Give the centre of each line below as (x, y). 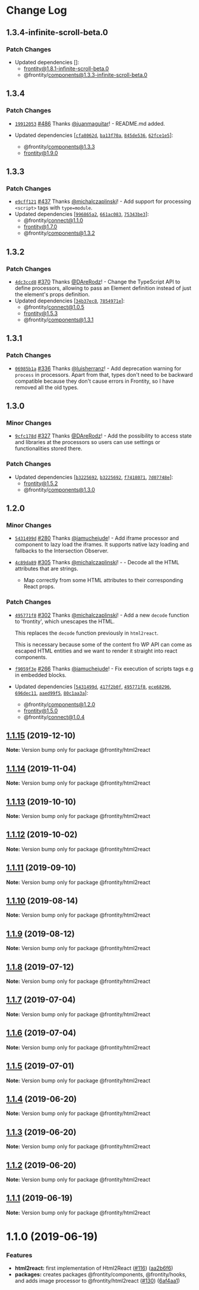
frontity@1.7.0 (40, 227)
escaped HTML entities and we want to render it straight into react (96, 651)
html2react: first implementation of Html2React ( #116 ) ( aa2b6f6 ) (94, 1268)
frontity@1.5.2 (41, 483)
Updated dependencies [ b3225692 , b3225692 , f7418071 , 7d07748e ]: (94, 477)
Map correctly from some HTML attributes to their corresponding (103, 580)
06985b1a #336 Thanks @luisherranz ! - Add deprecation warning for (98, 368)
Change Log (37, 10)
